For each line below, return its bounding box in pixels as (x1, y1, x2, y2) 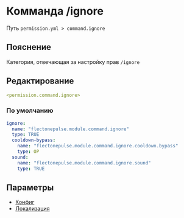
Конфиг (15, 199, 35, 206)
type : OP (17, 149, 40, 155)
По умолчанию (6, 107, 54, 115)
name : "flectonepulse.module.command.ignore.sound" (17, 160, 151, 166)
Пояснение (6, 42, 52, 52)
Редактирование (6, 76, 74, 86)
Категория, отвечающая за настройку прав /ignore (6, 58, 140, 65)
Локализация (15, 205, 50, 213)
